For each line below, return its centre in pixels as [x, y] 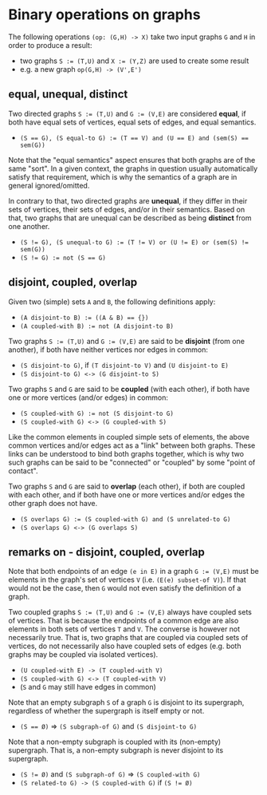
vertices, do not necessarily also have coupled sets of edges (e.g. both [125, 646]
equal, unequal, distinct [68, 95]
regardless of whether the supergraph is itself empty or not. [106, 711]
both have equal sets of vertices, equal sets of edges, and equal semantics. [132, 122]
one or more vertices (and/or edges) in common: [88, 397]
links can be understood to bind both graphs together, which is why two [126, 453]
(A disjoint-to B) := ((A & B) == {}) [84, 318]
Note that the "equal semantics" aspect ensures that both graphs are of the [132, 160]
